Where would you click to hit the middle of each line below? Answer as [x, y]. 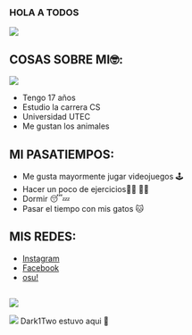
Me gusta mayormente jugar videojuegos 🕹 [103, 176]
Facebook [41, 268]
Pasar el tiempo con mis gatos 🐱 [83, 208]
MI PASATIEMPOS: [62, 154]
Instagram [41, 258]
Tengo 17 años [49, 98]
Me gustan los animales [66, 126]
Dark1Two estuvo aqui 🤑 [65, 321]
